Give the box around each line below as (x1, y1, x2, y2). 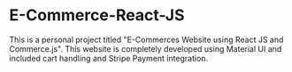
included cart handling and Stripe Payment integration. (9, 53, 209, 63)
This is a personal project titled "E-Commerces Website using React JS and (9, 34, 284, 45)
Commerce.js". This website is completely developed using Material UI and (9, 43, 282, 54)
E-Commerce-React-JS (9, 5, 185, 25)
